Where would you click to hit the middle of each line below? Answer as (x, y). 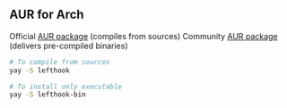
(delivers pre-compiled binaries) (69, 46)
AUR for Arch (47, 15)
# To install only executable (66, 87)
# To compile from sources (60, 62)
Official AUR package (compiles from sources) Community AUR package (143, 36)
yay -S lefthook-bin (48, 95)
